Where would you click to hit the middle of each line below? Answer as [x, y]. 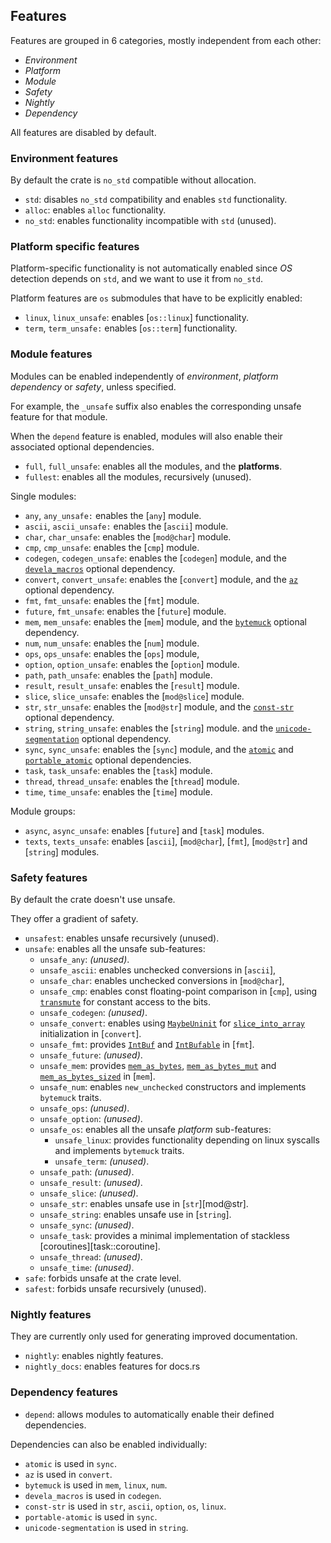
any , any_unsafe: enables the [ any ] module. [113, 515]
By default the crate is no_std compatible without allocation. [133, 180]
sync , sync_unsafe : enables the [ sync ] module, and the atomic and [159, 749]
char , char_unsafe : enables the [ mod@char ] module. [128, 536]
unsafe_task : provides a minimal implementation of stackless [164, 1235]
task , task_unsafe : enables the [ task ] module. [118, 770]
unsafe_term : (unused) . [102, 1161]
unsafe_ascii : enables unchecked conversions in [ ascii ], [158, 970]
